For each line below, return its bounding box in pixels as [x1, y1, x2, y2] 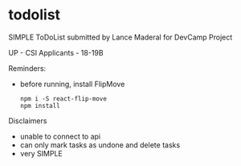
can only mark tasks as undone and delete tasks [19, 139, 181, 150]
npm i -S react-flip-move [19, 94, 107, 102]
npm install [19, 102, 60, 110]
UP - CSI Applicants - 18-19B [8, 48, 104, 57]
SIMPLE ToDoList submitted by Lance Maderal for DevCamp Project [8, 32, 233, 42]
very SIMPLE [19, 148, 63, 158]
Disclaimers [8, 115, 47, 126]
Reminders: [8, 63, 47, 73]
